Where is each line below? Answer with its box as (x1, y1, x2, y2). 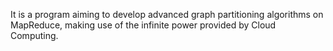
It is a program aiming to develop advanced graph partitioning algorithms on (10, 9, 324, 20)
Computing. (10, 30, 59, 41)
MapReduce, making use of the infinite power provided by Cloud (10, 19, 277, 31)
